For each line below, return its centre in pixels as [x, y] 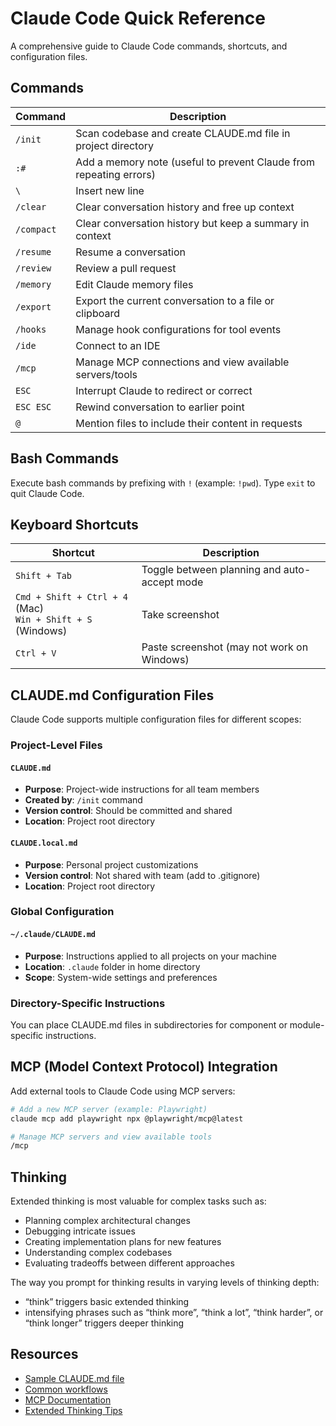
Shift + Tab [44, 576]
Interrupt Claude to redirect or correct [164, 390]
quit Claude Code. [47, 493]
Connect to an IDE [118, 345]
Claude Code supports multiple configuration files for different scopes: [156, 719]
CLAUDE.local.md [44, 843]
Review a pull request [126, 268]
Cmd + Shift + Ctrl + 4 [72, 597]
